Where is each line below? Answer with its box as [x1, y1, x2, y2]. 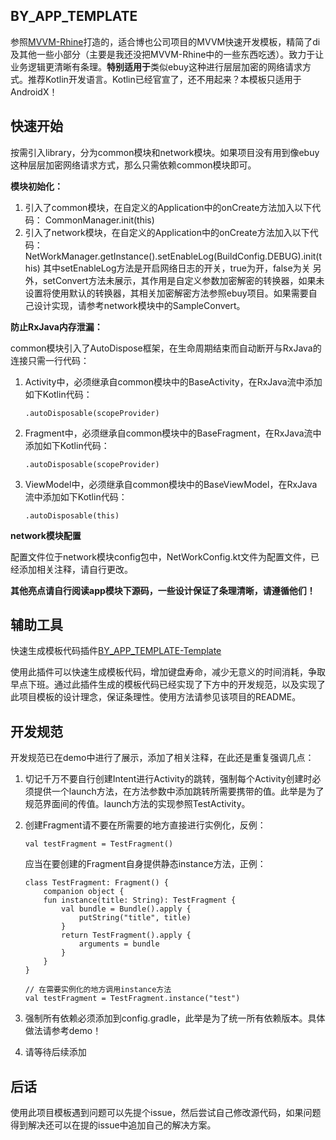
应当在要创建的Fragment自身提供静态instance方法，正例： [24, 858, 267, 870]
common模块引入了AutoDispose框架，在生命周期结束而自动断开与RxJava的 [10, 342, 322, 354]
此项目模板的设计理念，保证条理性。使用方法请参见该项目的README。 [10, 691, 302, 703]
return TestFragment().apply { [61, 930, 192, 941]
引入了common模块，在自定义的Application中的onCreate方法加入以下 [24, 201, 313, 213]
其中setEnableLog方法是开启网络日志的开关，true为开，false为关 [42, 262, 311, 274]
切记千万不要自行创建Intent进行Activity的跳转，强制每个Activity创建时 [24, 773, 313, 785]
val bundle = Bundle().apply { [61, 904, 192, 914]
